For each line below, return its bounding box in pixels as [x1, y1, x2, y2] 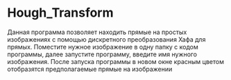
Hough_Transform [7, 5, 114, 21]
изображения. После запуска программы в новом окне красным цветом [7, 57, 224, 65]
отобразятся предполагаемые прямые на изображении [7, 65, 173, 73]
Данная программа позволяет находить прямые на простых [7, 28, 187, 36]
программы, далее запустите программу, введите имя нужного [7, 50, 198, 58]
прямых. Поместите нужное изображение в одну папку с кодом [7, 42, 199, 51]
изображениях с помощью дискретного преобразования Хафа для [7, 35, 206, 43]
